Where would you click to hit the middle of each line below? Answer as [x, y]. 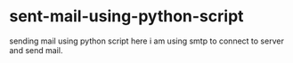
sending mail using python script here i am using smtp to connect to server [147, 41]
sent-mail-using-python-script [126, 16]
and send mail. [36, 50]
